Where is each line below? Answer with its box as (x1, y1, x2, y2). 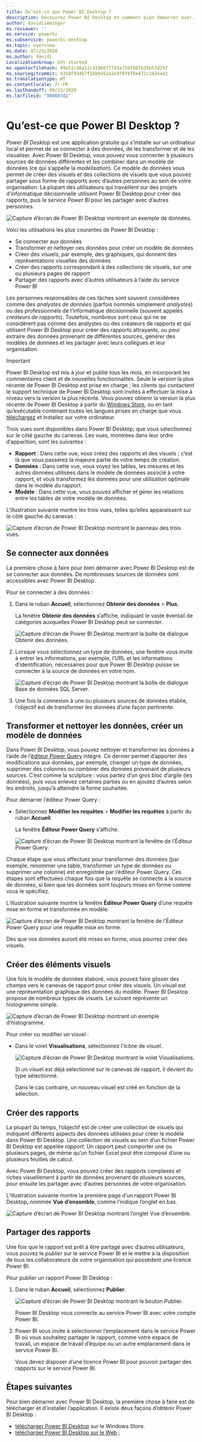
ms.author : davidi (6, 54, 52, 60)
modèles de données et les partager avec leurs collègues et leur (6, 339, 166, 346)
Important (6, 357, 31, 364)
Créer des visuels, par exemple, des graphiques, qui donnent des (14, 251, 177, 258)
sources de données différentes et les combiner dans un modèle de (6, 158, 174, 165)
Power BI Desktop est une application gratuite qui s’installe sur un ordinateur (6, 139, 196, 146)
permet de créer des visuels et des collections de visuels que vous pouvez (6, 170, 191, 178)
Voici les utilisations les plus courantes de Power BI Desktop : (6, 226, 158, 233)
